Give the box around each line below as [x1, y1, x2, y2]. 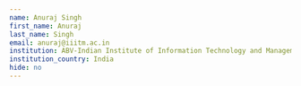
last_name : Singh [9, 30, 74, 39]
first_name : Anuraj [9, 21, 82, 30]
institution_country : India [9, 55, 115, 64]
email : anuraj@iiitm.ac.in [9, 38, 110, 47]
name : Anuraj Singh [9, 13, 82, 22]
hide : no [9, 64, 42, 73]
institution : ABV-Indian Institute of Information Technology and [9, 47, 262, 56]
